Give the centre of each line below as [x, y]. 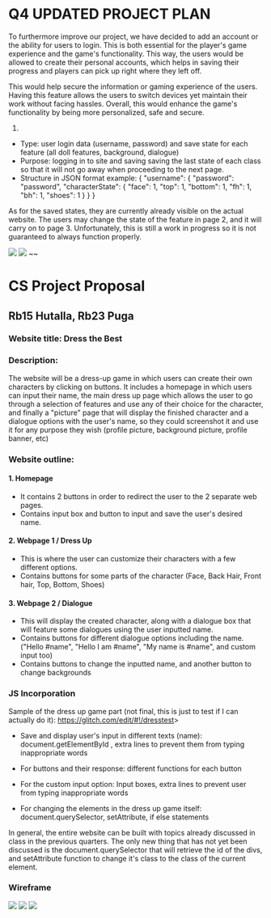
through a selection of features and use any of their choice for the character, [136, 404]
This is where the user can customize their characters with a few [128, 559]
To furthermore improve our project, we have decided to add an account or [133, 36]
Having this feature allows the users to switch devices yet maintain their [128, 95]
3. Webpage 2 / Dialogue [51, 603]
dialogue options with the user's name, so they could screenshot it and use [133, 421]
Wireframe [30, 888]
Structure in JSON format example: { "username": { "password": [127, 178]
